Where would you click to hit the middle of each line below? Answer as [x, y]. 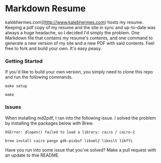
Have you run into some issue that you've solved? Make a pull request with [81, 150]
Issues [13, 107]
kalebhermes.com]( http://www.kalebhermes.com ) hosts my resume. [74, 22]
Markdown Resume [45, 9]
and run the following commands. [39, 77]
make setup [16, 86]
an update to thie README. [32, 155]
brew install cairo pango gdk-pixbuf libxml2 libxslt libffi [69, 141]
